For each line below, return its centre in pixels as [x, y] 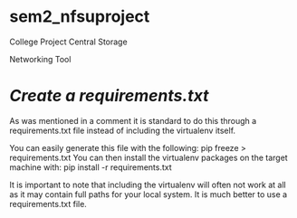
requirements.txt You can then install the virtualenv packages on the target [148, 157]
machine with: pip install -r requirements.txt [91, 167]
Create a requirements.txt [110, 96]
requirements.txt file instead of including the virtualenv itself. [123, 130]
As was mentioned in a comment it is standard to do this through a [133, 120]
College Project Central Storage [69, 42]
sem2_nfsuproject [80, 17]
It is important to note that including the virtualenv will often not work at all [148, 185]
